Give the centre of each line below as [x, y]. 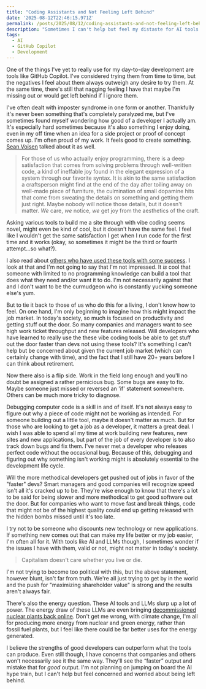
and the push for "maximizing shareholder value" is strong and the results [99, 585]
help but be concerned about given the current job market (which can [94, 350]
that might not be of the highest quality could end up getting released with [100, 510]
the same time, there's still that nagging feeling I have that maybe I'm [93, 89]
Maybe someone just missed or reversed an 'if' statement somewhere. [95, 388]
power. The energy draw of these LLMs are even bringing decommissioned [101, 610]
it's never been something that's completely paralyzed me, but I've [91, 114]
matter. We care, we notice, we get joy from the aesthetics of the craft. [110, 210]
